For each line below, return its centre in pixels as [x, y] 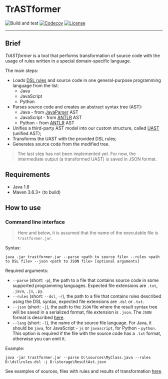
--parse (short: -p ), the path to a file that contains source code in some [85, 280]
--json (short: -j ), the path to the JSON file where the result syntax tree [85, 307]
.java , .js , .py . [28, 291]
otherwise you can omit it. [39, 339]
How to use [23, 208]
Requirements [27, 175]
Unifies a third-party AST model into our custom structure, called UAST [86, 128]
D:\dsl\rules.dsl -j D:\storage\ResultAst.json [56, 362]
